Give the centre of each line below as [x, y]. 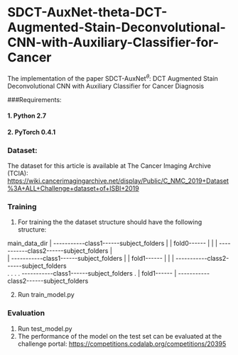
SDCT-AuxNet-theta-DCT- [87, 12]
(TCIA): [18, 174]
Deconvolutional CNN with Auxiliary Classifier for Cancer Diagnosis [106, 86]
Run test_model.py [45, 328]
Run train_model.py [46, 295]
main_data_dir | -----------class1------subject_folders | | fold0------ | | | [113, 243]
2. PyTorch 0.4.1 [32, 132]
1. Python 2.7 [27, 116]
